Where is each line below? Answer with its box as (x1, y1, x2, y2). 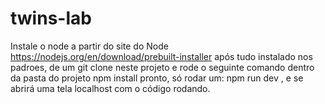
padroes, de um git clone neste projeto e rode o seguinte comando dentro (10, 61, 315, 73)
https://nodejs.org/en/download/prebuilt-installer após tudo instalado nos (10, 50, 313, 62)
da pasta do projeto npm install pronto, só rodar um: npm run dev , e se (10, 72, 304, 84)
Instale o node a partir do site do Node (10, 40, 169, 52)
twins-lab (10, 7, 92, 30)
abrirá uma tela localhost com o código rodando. (10, 82, 211, 94)
